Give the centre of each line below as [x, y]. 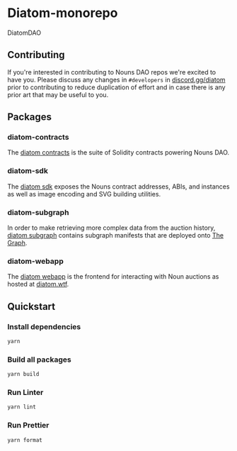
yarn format [25, 440]
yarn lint [22, 407]
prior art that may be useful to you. [58, 94]
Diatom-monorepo [63, 13]
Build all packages [40, 360]
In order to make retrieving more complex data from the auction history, [111, 228]
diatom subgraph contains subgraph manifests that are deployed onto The [116, 235]
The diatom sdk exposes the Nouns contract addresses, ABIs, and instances [118, 186]
